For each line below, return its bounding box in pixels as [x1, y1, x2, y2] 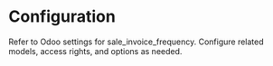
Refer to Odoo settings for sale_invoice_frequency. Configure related [8, 36, 264, 47]
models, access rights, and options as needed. [8, 45, 183, 56]
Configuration [8, 6, 117, 27]
